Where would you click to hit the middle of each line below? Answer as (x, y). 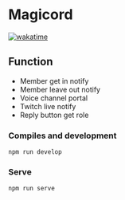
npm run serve (32, 189)
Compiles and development (62, 135)
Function (31, 62)
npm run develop (35, 152)
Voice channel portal (54, 98)
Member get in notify (54, 80)
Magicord (41, 15)
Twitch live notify (48, 106)
